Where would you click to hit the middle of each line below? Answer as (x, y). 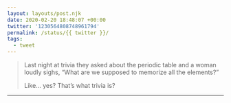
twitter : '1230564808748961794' (53, 26)
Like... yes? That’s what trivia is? (69, 85)
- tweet (24, 45)
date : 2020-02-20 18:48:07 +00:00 (57, 20)
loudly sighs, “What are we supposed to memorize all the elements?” (121, 72)
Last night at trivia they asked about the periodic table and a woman (120, 65)
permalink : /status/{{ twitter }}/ (58, 33)
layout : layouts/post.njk (44, 13)
